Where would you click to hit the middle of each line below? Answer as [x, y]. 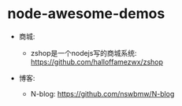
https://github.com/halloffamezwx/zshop [97, 62]
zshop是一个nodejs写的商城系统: [84, 53]
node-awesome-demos [86, 14]
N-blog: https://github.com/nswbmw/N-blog [102, 93]
